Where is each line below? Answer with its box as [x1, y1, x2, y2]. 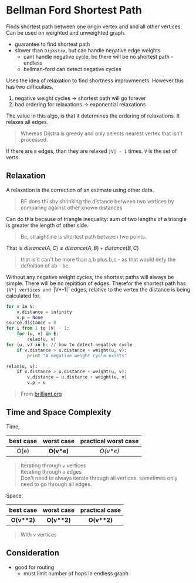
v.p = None [16, 314, 43, 320]
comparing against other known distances [20, 204, 123, 211]
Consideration [6, 548, 60, 558]
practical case [80, 506, 121, 514]
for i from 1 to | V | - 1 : [6, 326, 69, 331]
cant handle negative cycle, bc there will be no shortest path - [23, 53, 174, 60]
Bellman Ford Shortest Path [6, 4, 142, 17]
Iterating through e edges [20, 468, 82, 475]
